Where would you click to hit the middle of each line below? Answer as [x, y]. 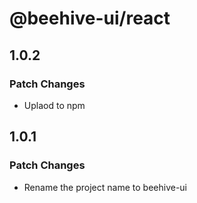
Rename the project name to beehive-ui [105, 187]
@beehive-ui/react [90, 18]
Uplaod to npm [54, 105]
